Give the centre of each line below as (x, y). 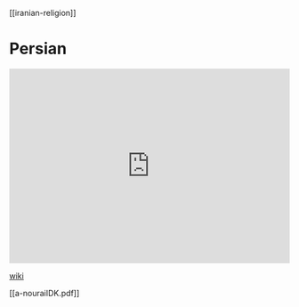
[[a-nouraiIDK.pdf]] (44, 293)
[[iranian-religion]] (43, 13)
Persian (38, 49)
